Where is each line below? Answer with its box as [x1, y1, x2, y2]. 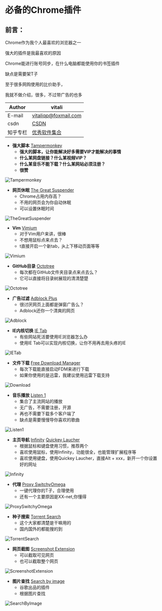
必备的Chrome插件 [5, 4, 82, 16]
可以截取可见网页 [19, 552, 54, 558]
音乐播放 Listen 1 [12, 392, 46, 398]
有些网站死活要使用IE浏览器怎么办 [19, 334, 88, 339]
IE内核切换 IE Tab [12, 328, 47, 334]
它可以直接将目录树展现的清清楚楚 [19, 275, 89, 281]
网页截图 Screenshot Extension [12, 546, 75, 551]
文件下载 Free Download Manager [12, 360, 81, 366]
